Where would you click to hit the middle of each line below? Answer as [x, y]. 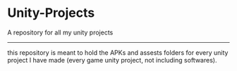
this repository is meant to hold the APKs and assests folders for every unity [118, 52]
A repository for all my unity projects [60, 32]
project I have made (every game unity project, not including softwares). [112, 60]
